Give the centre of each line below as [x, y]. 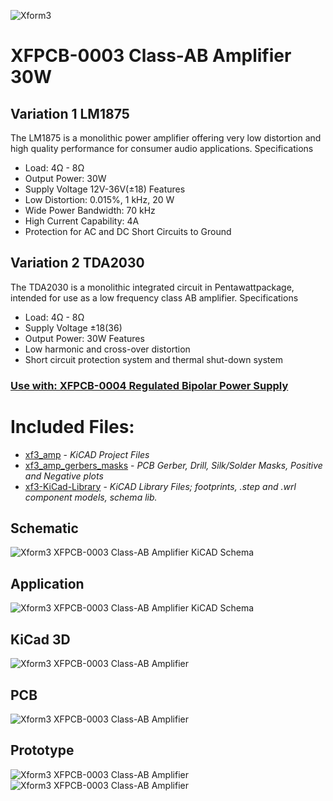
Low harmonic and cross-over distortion [107, 349]
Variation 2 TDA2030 [77, 263]
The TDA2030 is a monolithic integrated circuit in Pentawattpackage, [152, 287]
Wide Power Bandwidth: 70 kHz [90, 210]
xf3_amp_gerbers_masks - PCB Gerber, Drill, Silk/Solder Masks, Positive [173, 465]
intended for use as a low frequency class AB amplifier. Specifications [154, 297]
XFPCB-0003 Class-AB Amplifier [151, 56]
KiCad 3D [40, 639]
